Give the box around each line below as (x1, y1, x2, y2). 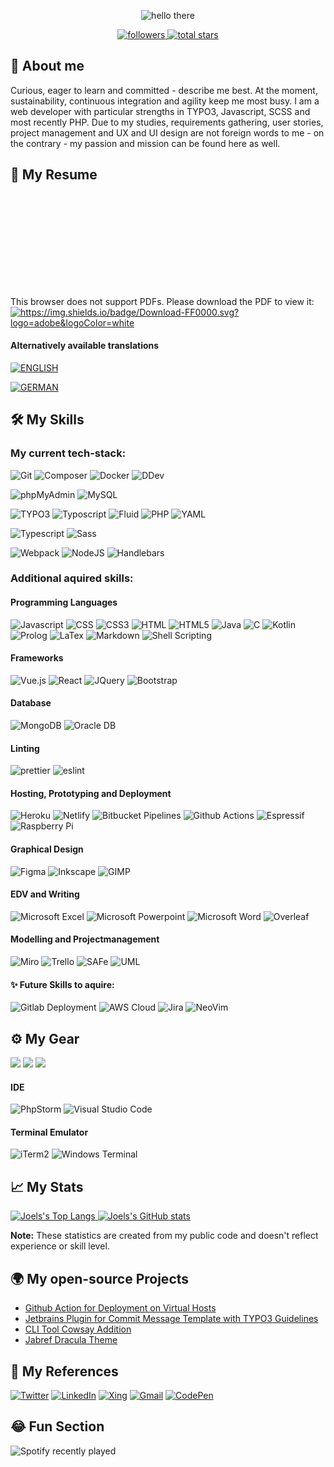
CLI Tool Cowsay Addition (24, 1323, 132, 1335)
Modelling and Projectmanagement (10, 933, 160, 945)
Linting (10, 742, 40, 754)
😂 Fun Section (10, 1418, 105, 1435)
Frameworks (10, 652, 64, 664)
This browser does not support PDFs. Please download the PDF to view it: (10, 295, 315, 307)
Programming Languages (10, 596, 118, 609)
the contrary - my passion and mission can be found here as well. (10, 137, 281, 149)
